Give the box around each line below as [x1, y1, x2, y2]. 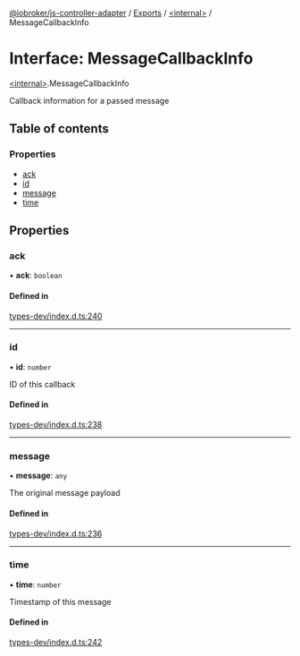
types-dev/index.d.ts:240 [9, 311, 103, 321]
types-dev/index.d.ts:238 [9, 420, 103, 430]
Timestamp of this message [9, 596, 112, 607]
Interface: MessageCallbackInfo [9, 48, 254, 69]
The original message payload [9, 488, 121, 498]
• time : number [9, 579, 62, 590]
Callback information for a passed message [9, 95, 170, 106]
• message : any [9, 470, 68, 481]
